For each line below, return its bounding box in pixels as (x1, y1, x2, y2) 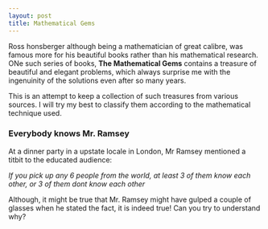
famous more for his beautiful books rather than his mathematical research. (8, 50, 259, 59)
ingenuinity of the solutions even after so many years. (8, 76, 187, 85)
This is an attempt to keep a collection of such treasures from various (8, 91, 239, 100)
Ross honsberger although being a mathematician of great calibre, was (8, 41, 244, 51)
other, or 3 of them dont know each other (8, 178, 146, 189)
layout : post (8, 11, 52, 20)
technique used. (8, 108, 62, 117)
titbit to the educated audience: (8, 154, 113, 165)
